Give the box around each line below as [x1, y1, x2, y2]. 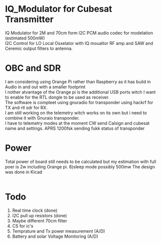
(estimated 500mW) [5, 35, 45, 41]
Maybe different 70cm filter [12, 218, 67, 224]
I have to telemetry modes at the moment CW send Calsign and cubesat [5, 120, 150, 126]
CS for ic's [12, 223, 34, 229]
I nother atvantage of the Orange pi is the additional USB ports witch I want [5, 89, 156, 95]
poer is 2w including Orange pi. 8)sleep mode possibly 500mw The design [5, 163, 155, 169]
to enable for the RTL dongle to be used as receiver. [5, 94, 110, 100]
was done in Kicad [5, 169, 42, 175]
